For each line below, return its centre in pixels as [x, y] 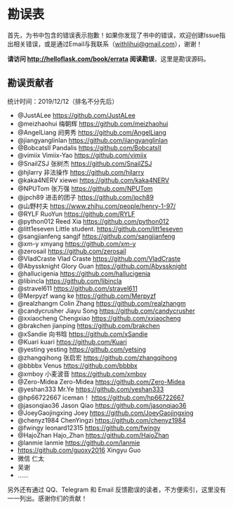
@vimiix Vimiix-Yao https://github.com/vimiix [82, 155]
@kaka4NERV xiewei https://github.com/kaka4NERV [93, 180]
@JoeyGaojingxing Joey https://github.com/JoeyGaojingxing [106, 413]
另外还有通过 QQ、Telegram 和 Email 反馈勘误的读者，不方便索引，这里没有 [117, 489]
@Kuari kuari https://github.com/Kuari [72, 341]
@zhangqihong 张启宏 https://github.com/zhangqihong [97, 358]
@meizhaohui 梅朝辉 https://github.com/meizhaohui [93, 123]
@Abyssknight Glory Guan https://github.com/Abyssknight [102, 266]
